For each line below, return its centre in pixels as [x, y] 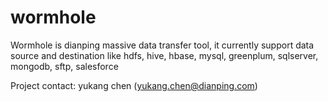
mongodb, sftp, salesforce [64, 66]
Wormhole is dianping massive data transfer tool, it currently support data [162, 45]
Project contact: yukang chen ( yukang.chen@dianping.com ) [134, 85]
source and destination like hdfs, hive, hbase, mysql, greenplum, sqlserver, [164, 55]
